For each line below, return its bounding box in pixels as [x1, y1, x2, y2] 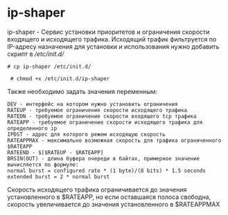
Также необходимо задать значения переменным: [7, 87, 158, 95]
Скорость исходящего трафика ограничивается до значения [7, 185, 187, 194]
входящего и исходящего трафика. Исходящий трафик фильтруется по [7, 35, 217, 43]
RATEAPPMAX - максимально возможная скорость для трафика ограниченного [7, 137, 222, 144]
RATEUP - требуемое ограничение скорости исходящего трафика [7, 106, 188, 113]
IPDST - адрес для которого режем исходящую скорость [7, 131, 166, 138]
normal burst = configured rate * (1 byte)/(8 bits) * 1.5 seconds [7, 167, 207, 174]
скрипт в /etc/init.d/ [7, 50, 64, 58]
